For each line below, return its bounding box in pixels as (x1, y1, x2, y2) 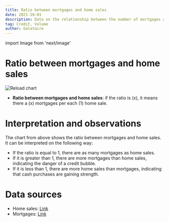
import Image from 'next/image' (5, 40, 71, 46)
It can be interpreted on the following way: (5, 140, 93, 146)
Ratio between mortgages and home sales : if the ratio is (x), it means (12, 95, 158, 101)
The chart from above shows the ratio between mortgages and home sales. (5, 135, 161, 140)
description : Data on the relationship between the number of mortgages (5, 17, 161, 22)
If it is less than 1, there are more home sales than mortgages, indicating (12, 166, 162, 172)
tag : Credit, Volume (5, 21, 49, 27)
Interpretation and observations (5, 118, 142, 129)
